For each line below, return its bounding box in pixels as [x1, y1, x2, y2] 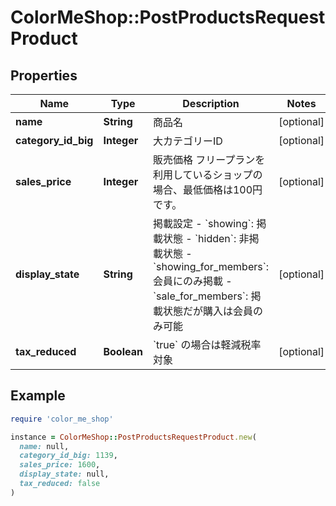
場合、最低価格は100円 [152, 183, 263, 196]
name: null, [19, 441, 70, 451]
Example [10, 387, 66, 405]
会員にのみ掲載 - [152, 274, 233, 288]
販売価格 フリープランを [152, 153, 266, 166]
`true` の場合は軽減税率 [152, 338, 262, 351]
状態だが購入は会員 [162, 304, 253, 318]
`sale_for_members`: [152, 289, 249, 303]
